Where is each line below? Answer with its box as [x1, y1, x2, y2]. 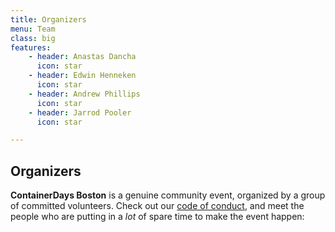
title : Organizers [10, 14, 87, 25]
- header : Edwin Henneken [28, 71, 137, 81]
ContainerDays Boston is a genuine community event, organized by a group [10, 189, 326, 201]
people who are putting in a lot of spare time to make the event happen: [10, 211, 305, 223]
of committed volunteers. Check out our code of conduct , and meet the [10, 200, 305, 212]
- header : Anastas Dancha [28, 52, 137, 62]
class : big [10, 33, 56, 43]
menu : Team [10, 24, 56, 34]
